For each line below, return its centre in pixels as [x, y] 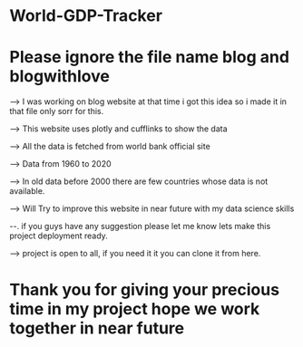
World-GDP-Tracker [86, 16]
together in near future [97, 328]
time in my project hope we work [135, 309]
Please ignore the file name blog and [150, 58]
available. [27, 191]
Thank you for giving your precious [144, 290]
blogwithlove [60, 77]
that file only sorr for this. [57, 111]
